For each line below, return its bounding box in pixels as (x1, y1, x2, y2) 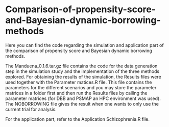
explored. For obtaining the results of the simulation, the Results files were (5, 73, 162, 80)
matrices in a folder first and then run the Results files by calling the (5, 90, 148, 96)
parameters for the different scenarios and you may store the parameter (5, 84, 157, 90)
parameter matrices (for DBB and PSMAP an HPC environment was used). (5, 95, 161, 101)
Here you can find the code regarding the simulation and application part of (5, 42, 164, 48)
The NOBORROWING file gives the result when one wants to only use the (5, 100, 159, 107)
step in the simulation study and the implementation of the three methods (5, 68, 160, 74)
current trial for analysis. (5, 106, 57, 112)
